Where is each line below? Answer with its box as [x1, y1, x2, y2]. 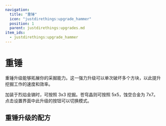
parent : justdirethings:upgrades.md [9, 26, 85, 31]
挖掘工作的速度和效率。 [5, 81, 53, 87]
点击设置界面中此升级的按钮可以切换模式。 [5, 97, 92, 104]
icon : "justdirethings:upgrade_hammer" [9, 16, 92, 21]
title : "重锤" [9, 12, 37, 17]
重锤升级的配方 [5, 114, 51, 122]
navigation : [5, 7, 30, 12]
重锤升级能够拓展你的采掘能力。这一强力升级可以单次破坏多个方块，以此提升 [5, 75, 161, 81]
